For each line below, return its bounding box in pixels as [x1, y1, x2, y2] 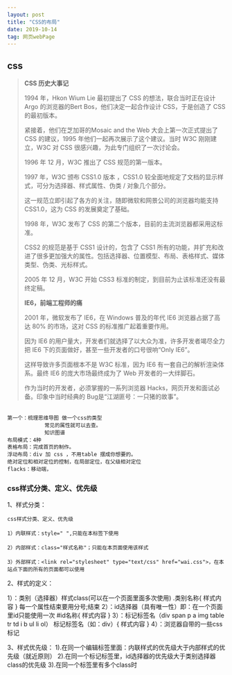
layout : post [7, 11, 45, 18]
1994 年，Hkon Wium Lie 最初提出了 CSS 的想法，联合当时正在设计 [24, 94, 216, 102]
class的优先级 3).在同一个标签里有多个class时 [7, 660, 137, 669]
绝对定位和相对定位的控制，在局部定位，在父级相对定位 [7, 458, 142, 465]
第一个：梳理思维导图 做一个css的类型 [7, 414, 102, 422]
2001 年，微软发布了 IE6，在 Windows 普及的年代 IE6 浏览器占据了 [24, 313, 215, 322]
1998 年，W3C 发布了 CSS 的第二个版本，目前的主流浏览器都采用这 [24, 219, 217, 228]
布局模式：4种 [7, 436, 42, 444]
